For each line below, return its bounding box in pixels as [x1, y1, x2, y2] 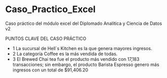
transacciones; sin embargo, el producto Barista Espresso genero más [12, 61, 159, 67]
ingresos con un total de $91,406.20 [12, 67, 89, 73]
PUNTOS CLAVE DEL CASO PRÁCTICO [5, 35, 87, 42]
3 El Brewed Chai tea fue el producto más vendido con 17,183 [12, 56, 140, 62]
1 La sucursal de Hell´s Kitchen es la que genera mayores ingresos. [12, 45, 152, 51]
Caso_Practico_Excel [5, 4, 96, 15]
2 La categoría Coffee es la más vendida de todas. [12, 51, 118, 57]
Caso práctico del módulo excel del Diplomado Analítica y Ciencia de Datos [5, 20, 162, 26]
